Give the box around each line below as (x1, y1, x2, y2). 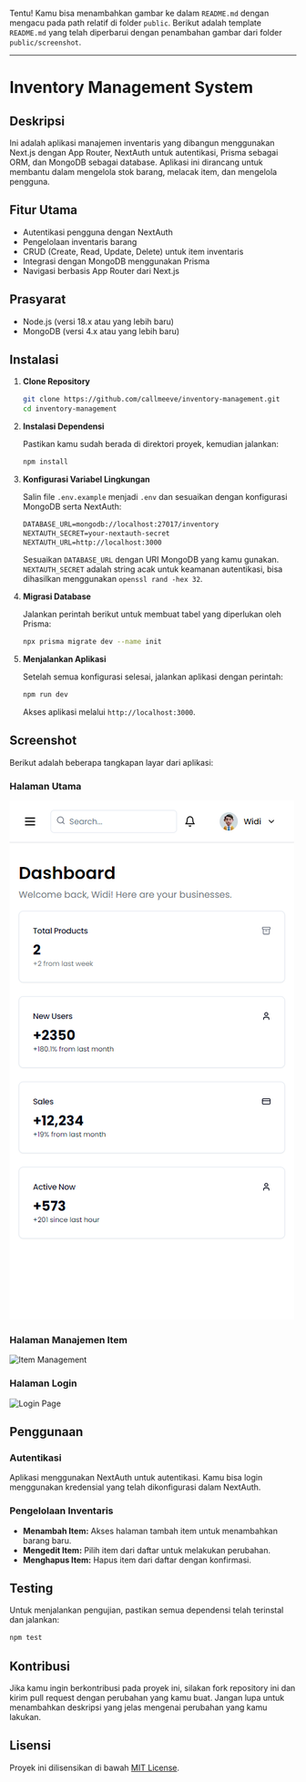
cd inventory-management (22, 404, 117, 413)
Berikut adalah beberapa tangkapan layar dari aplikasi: (9, 757, 214, 768)
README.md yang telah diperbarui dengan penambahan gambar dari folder (9, 27, 282, 37)
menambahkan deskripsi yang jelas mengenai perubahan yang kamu (9, 1702, 268, 1713)
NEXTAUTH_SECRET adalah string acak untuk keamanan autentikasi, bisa (22, 564, 283, 575)
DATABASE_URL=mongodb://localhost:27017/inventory (22, 520, 219, 529)
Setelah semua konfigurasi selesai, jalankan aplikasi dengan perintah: (22, 671, 284, 682)
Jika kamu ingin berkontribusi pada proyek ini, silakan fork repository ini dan (9, 1683, 296, 1693)
